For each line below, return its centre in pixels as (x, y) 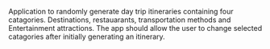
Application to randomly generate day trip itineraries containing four (121, 11)
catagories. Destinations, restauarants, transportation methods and (120, 20)
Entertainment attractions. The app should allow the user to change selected (135, 28)
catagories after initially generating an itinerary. (87, 36)
